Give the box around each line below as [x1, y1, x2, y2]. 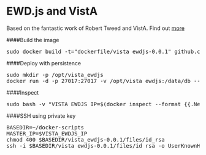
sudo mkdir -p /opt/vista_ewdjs [6, 71, 104, 78]
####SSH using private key [6, 112, 76, 120]
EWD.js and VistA [6, 4, 98, 18]
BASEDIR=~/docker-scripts [6, 124, 85, 131]
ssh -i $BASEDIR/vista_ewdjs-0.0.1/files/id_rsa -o [6, 142, 166, 149]
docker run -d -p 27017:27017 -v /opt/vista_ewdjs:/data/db [6, 77, 191, 84]
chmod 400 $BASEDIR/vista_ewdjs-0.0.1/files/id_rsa [6, 136, 166, 143]
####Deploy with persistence [6, 59, 82, 67]
